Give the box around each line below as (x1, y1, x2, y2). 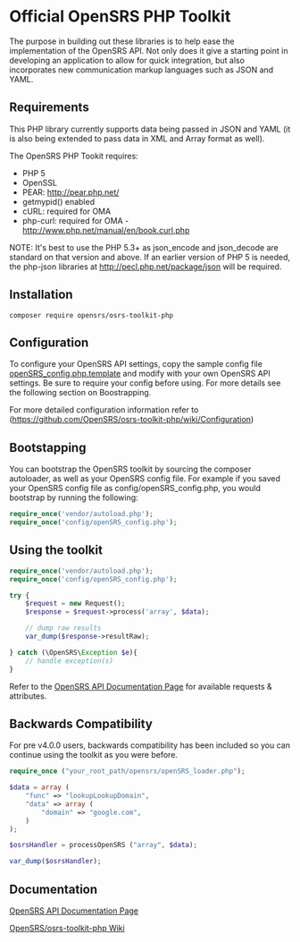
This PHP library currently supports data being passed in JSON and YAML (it (9, 123, 291, 134)
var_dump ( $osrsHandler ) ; (9, 857, 102, 866)
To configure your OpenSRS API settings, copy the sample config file (9, 359, 263, 369)
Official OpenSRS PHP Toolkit (9, 6, 231, 27)
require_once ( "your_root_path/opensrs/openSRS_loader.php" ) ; (9, 767, 246, 776)
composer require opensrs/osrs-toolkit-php (9, 310, 174, 319)
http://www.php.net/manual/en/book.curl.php (21, 225, 190, 235)
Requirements (9, 100, 89, 115)
